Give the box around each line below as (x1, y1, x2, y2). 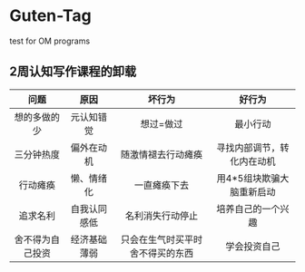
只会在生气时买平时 (120, 233, 202, 246)
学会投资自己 (225, 239, 280, 252)
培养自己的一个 (216, 202, 280, 215)
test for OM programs (9, 35, 91, 46)
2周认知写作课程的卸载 (9, 64, 137, 80)
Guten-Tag (9, 5, 93, 26)
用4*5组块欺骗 (216, 171, 280, 184)
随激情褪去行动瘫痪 (120, 148, 202, 160)
